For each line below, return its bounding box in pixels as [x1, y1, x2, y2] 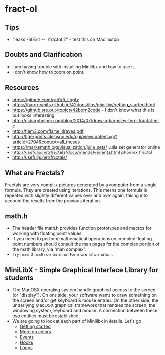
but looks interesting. [12, 112, 56, 118]
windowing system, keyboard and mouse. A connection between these [12, 308, 158, 314]
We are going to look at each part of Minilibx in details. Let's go [12, 318, 142, 324]
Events [19, 334, 34, 340]
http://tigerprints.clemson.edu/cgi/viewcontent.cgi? [12, 133, 117, 139]
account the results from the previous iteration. [5, 198, 101, 203]
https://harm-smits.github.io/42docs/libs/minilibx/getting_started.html [12, 101, 155, 107]
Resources [5, 83, 39, 92]
